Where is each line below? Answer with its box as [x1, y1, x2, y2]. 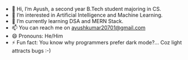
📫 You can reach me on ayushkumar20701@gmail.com [11, 24, 146, 31]
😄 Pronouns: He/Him [11, 32, 63, 39]
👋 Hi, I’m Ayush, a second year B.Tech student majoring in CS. [11, 6, 162, 12]
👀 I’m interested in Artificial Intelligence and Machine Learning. [11, 12, 163, 18]
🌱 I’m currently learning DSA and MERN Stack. [11, 18, 124, 24]
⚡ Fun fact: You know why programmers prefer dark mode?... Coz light [11, 39, 182, 46]
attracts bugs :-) [11, 47, 52, 54]
